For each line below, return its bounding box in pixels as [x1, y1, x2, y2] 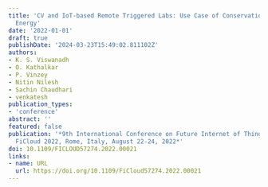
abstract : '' [8, 115, 52, 123]
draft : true [8, 33, 48, 42]
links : [8, 152, 30, 160]
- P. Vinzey [8, 71, 48, 79]
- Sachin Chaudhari [8, 85, 73, 94]
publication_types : [8, 100, 73, 108]
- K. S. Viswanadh [8, 56, 69, 64]
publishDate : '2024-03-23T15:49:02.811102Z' [8, 41, 159, 49]
